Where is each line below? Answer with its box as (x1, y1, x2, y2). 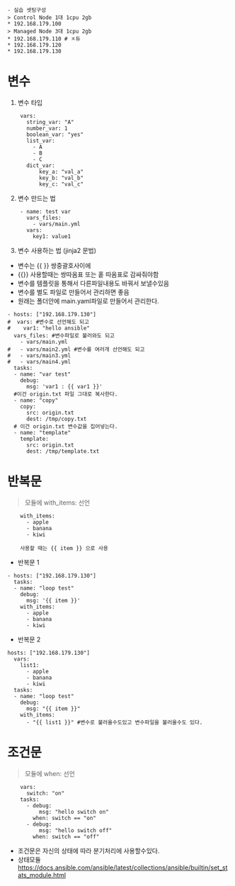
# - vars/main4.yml (7, 358, 71, 365)
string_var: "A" (25, 118, 74, 125)
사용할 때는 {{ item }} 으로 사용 (20, 544, 108, 551)
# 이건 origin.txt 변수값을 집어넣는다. (13, 422, 118, 430)
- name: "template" (13, 429, 71, 436)
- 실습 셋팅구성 (7, 6, 47, 13)
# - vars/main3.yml (7, 352, 71, 359)
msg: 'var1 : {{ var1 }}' (25, 383, 103, 390)
